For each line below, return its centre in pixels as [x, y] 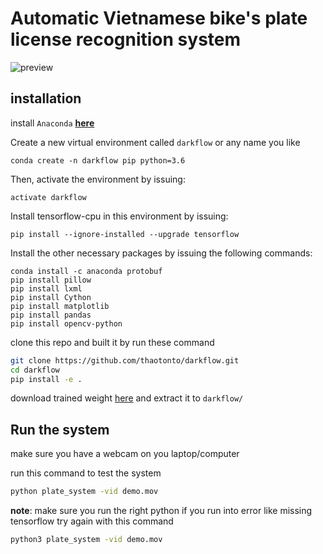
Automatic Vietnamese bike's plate [159, 18]
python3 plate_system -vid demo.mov [86, 540]
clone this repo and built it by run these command [112, 342]
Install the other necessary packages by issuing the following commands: [161, 253]
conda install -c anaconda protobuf [86, 271]
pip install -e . [46, 379]
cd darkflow [35, 370]
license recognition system [126, 39]
